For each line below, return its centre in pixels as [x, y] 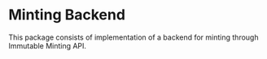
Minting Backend [67, 15]
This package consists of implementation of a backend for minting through [133, 37]
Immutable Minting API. [48, 45]
